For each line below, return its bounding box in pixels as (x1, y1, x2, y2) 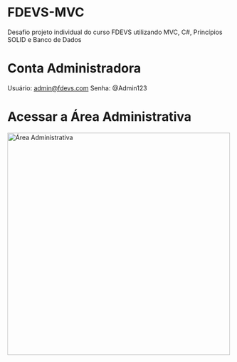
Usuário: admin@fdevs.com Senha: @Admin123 (7, 83, 147, 92)
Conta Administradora (7, 60, 141, 77)
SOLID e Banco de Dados (7, 35, 82, 43)
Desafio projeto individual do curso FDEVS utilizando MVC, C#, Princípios (7, 28, 223, 36)
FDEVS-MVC (7, 4, 85, 21)
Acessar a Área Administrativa (7, 109, 192, 125)
